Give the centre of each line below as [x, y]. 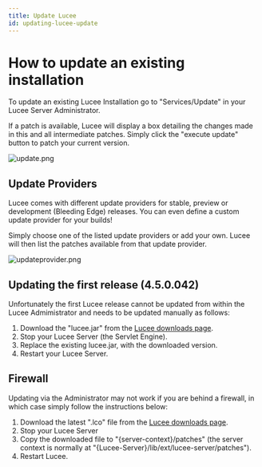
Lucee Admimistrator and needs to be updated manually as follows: [119, 312]
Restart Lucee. [44, 456]
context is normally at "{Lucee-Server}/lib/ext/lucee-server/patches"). [135, 447]
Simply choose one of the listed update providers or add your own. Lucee [129, 236]
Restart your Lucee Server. [64, 354]
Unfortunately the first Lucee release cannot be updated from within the [127, 304]
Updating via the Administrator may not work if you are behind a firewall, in [131, 398]
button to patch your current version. [69, 143]
